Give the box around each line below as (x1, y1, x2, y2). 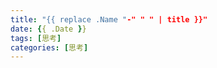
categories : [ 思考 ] (10, 42, 89, 53)
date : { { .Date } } (10, 24, 87, 34)
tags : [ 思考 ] (10, 33, 62, 43)
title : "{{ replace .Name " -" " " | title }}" (10, 14, 208, 25)
